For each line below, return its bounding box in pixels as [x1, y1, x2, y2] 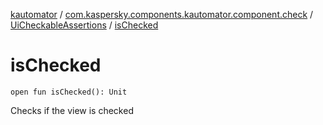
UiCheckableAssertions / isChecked [10, 19, 159, 31]
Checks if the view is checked [10, 104, 134, 116]
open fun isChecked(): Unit [10, 87, 128, 97]
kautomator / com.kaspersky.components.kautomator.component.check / [10, 9, 314, 20]
